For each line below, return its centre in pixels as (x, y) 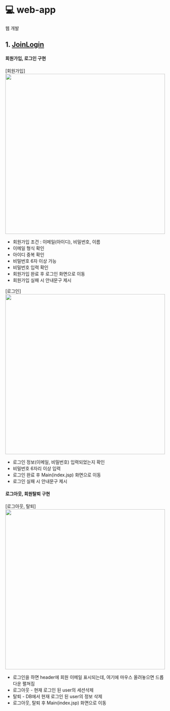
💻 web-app (31, 10)
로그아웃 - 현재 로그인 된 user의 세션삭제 (53, 690)
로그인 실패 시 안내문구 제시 (40, 481)
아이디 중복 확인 (28, 255)
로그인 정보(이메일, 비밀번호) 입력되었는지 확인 (59, 462)
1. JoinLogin (25, 45)
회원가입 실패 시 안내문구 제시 (42, 280)
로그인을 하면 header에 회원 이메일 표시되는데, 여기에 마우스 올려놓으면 (83, 677)
